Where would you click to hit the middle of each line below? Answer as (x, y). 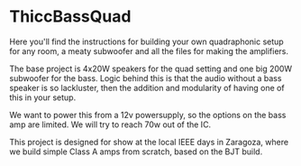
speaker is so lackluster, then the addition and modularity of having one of (147, 88)
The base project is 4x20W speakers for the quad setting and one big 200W (151, 69)
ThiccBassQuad (70, 17)
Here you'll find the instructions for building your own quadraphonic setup (146, 41)
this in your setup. (43, 97)
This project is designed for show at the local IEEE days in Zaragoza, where (149, 142)
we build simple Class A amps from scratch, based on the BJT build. (136, 152)
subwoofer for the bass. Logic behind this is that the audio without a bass (146, 78)
